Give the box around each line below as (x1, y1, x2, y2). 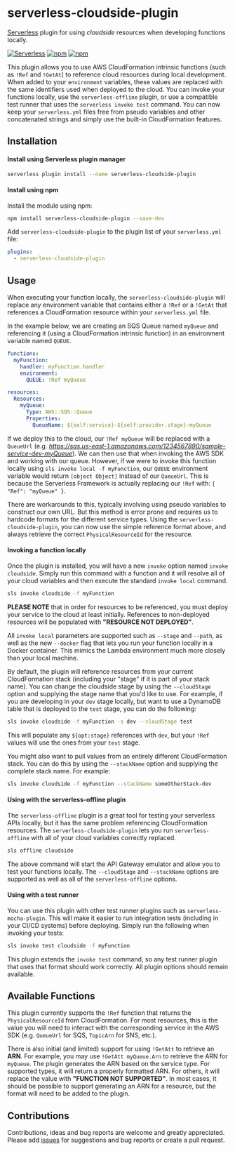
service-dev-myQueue (7, 449, 73, 458)
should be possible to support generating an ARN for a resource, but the (7, 1082, 216, 1091)
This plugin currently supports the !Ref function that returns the (7, 1009, 192, 1017)
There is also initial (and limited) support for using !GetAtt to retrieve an (7, 1044, 215, 1053)
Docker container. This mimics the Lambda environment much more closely (7, 646, 226, 654)
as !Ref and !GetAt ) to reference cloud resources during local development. (7, 70, 227, 79)
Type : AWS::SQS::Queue (25, 408, 93, 415)
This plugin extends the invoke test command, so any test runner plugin (7, 954, 217, 963)
